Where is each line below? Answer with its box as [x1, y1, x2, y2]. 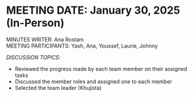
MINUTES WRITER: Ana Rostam [6, 36, 84, 43]
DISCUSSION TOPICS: [6, 54, 61, 61]
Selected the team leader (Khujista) [14, 84, 102, 91]
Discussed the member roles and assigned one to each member [14, 78, 173, 85]
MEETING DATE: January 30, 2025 [6, 4, 180, 17]
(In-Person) [6, 16, 64, 30]
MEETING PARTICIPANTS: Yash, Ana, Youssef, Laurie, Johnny [6, 42, 158, 49]
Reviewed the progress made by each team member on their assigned [14, 65, 188, 72]
